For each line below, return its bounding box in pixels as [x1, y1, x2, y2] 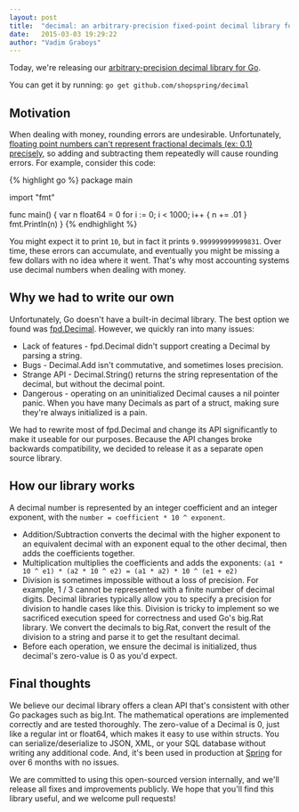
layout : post [9, 12, 58, 22]
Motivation [9, 105, 71, 120]
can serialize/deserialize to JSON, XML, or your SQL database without [9, 737, 266, 749]
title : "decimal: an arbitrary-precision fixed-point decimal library [9, 21, 280, 30]
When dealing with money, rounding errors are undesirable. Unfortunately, [9, 129, 282, 140]
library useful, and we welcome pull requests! [9, 792, 176, 803]
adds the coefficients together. [21, 547, 135, 558]
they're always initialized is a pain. [21, 406, 148, 417]
